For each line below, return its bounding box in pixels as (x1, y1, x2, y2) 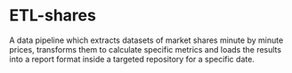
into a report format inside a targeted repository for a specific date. (9, 53, 255, 64)
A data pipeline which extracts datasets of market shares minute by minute (9, 35, 284, 45)
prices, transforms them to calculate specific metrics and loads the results (9, 44, 282, 54)
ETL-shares (9, 5, 96, 26)
